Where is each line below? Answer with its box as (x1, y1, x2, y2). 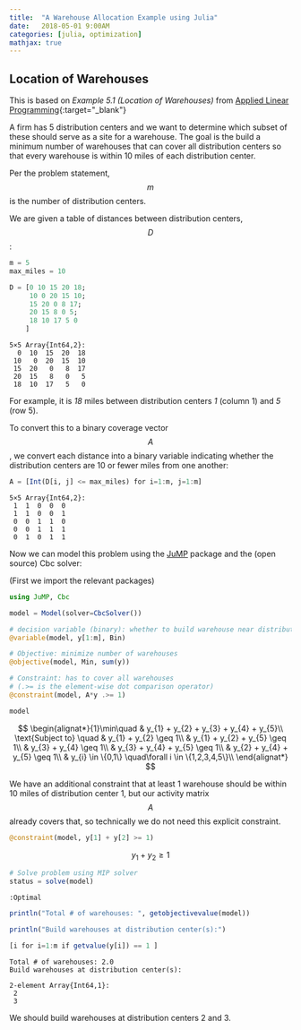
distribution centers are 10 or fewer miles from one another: (9, 460, 229, 471)
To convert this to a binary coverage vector (9, 423, 168, 433)
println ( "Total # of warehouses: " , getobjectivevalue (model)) (9, 909, 251, 918)
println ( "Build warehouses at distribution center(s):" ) (9, 924, 227, 934)
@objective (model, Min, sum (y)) (9, 657, 130, 667)
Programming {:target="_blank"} (9, 105, 127, 116)
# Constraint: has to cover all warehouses (9, 674, 175, 683)
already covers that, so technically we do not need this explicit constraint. (9, 816, 281, 827)
